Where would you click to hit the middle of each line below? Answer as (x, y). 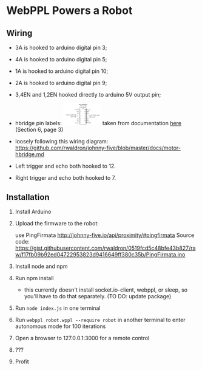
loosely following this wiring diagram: (62, 142)
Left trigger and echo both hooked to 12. (66, 166)
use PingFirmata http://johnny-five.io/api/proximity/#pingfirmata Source (105, 235)
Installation (28, 197)
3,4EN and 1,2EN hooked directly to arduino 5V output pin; (88, 94)
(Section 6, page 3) (39, 130)
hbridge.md (29, 154)
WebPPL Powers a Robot (69, 11)
